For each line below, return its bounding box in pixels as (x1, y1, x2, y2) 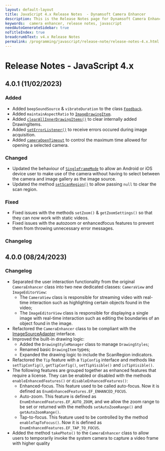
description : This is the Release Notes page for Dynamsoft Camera (5, 16, 146, 21)
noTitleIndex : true (5, 30, 45, 35)
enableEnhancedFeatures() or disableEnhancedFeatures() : (12, 377, 129, 383)
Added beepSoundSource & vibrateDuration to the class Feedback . (12, 106, 143, 111)
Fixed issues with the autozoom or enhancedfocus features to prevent (12, 220, 154, 226)
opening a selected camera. (12, 142, 69, 148)
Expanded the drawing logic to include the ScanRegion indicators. (19, 351, 153, 357)
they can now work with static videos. (12, 215, 89, 221)
